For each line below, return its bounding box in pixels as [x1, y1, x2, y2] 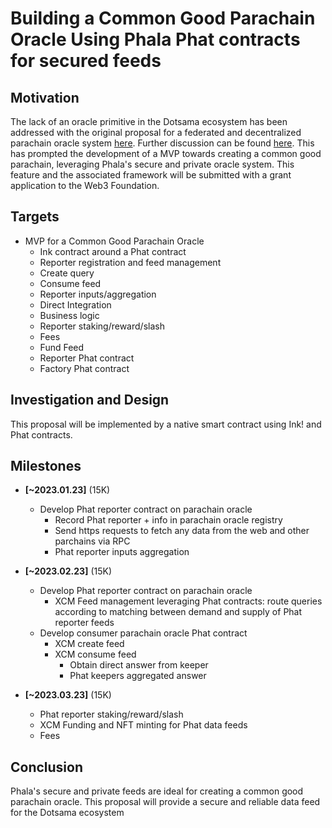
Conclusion [10, 758, 84, 776]
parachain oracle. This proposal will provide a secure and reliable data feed [10, 796, 321, 808]
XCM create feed [54, 638, 125, 650]
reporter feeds [54, 617, 115, 629]
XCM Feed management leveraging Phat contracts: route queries [54, 595, 323, 607]
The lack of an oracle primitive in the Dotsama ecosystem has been [10, 116, 288, 127]
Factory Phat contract [39, 362, 130, 374]
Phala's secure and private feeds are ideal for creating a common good [10, 785, 304, 797]
